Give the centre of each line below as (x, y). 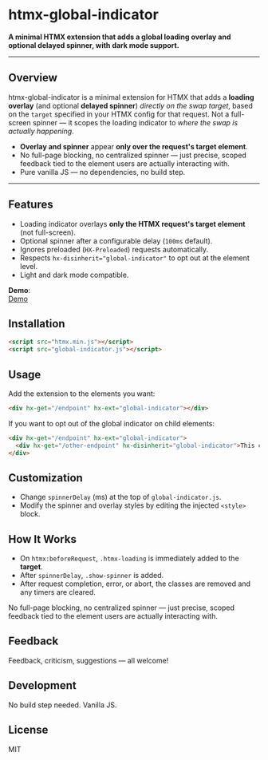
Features (31, 205)
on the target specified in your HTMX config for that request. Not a (119, 114)
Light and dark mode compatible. (74, 275)
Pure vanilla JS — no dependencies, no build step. (102, 172)
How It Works (43, 539)
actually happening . (41, 131)
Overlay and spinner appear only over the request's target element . (134, 146)
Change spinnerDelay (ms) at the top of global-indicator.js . (120, 497)
